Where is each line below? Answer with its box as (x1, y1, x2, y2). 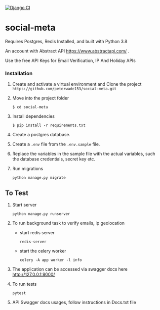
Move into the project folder (12, 95, 69, 101)
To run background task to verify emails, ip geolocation (12, 220, 125, 226)
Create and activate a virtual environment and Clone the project (12, 81, 142, 87)
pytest (12, 291, 26, 296)
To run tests (12, 281, 37, 287)
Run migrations (12, 166, 43, 172)
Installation (5, 70, 33, 77)
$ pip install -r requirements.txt (12, 123, 86, 128)
